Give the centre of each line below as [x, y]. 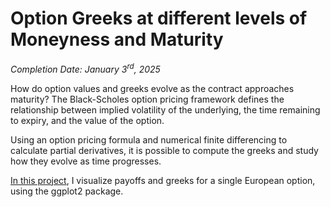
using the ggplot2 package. [67, 191]
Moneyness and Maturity [117, 39]
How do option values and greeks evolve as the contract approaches [152, 88]
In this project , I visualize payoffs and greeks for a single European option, [163, 180]
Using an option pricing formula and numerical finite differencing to [149, 139]
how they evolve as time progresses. [86, 161]
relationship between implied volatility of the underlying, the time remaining [165, 109]
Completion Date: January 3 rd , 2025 [85, 68]
